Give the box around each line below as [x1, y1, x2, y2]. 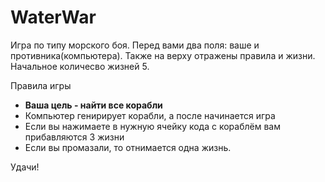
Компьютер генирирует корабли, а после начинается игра [24, 109, 276, 121]
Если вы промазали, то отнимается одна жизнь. [24, 141, 232, 153]
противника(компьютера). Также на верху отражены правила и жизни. [10, 49, 316, 61]
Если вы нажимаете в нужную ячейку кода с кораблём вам [24, 120, 281, 132]
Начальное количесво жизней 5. [10, 60, 150, 72]
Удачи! [10, 161, 40, 173]
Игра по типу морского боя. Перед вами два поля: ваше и [10, 39, 260, 51]
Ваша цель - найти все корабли [24, 99, 163, 111]
